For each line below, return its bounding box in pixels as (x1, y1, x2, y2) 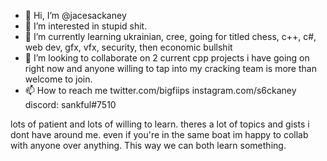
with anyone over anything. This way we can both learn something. (10, 140, 287, 151)
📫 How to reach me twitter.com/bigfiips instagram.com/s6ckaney (24, 85, 297, 96)
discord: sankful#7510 (24, 99, 117, 110)
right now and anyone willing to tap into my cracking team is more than (24, 63, 317, 74)
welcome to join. (24, 73, 93, 85)
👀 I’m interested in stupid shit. (24, 20, 148, 32)
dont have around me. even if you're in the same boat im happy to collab (10, 129, 309, 140)
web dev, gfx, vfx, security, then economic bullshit (24, 41, 233, 53)
